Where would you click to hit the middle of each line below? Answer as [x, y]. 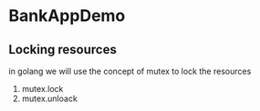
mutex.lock [42, 89]
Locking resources [63, 50]
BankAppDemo [67, 16]
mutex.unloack [50, 98]
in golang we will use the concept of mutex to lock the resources [130, 71]
